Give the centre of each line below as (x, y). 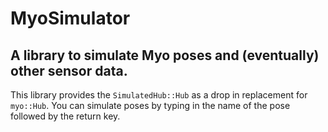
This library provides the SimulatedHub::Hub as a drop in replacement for (159, 95)
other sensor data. (69, 70)
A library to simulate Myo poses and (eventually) (165, 55)
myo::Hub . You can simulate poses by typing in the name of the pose (150, 105)
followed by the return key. (65, 116)
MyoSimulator (70, 18)
